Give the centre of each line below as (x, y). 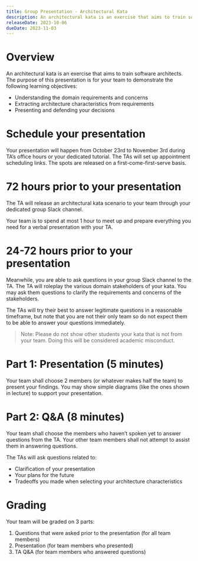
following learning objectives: (42, 86)
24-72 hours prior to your (69, 251)
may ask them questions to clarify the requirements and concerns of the (94, 292)
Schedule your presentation (76, 134)
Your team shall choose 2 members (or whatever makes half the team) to (95, 380)
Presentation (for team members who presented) (74, 545)
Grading (26, 505)
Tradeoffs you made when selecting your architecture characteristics (98, 481)
